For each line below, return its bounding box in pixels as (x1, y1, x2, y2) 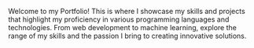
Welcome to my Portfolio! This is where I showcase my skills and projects (8, 7, 245, 15)
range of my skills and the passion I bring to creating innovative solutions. (8, 31, 247, 40)
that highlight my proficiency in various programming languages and (8, 15, 230, 24)
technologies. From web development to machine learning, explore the (8, 23, 237, 32)
